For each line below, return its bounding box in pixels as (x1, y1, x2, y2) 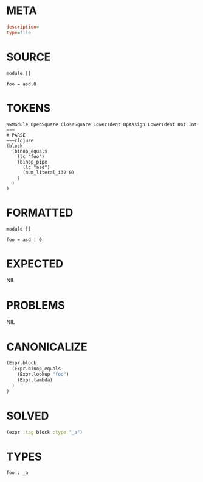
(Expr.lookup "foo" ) (17, 372, 69, 378)
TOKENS (6, 101, 51, 115)
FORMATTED (6, 206, 74, 220)
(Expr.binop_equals (12, 365, 61, 372)
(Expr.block (6, 360, 36, 366)
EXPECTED (6, 257, 64, 270)
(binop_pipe (17, 159, 47, 165)
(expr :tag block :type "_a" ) (6, 429, 83, 435)
